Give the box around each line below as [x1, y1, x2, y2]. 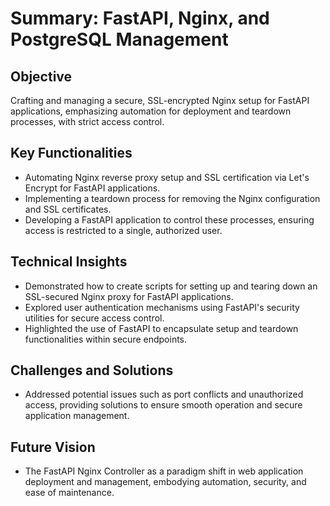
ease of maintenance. [24, 487, 115, 499]
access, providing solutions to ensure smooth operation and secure [24, 399, 303, 411]
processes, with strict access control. [10, 116, 165, 127]
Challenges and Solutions [10, 362, 174, 379]
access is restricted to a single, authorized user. [24, 224, 223, 236]
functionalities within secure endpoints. [24, 333, 188, 345]
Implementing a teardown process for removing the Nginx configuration [24, 192, 321, 204]
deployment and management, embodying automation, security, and [24, 476, 307, 488]
